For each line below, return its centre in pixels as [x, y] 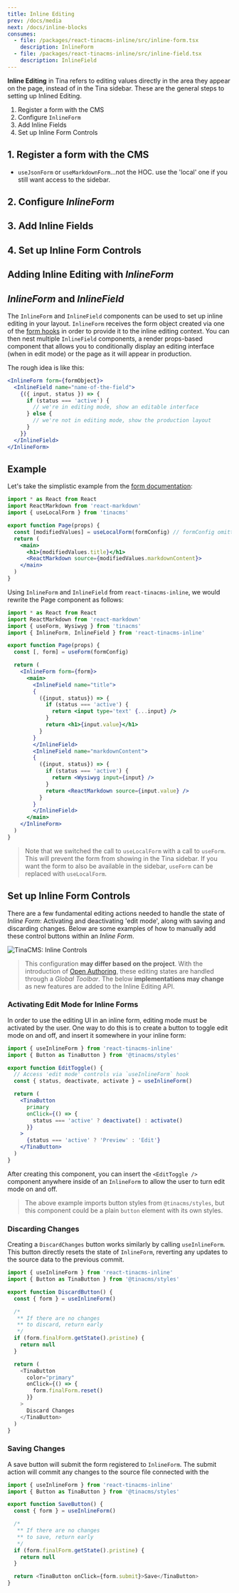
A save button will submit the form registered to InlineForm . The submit [112, 1464]
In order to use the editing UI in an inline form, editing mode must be [107, 1020]
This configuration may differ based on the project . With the [114, 964]
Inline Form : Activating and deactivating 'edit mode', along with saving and [116, 921]
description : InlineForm [57, 47]
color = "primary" [50, 1377]
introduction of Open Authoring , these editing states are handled [119, 971]
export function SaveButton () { [55, 1505]
